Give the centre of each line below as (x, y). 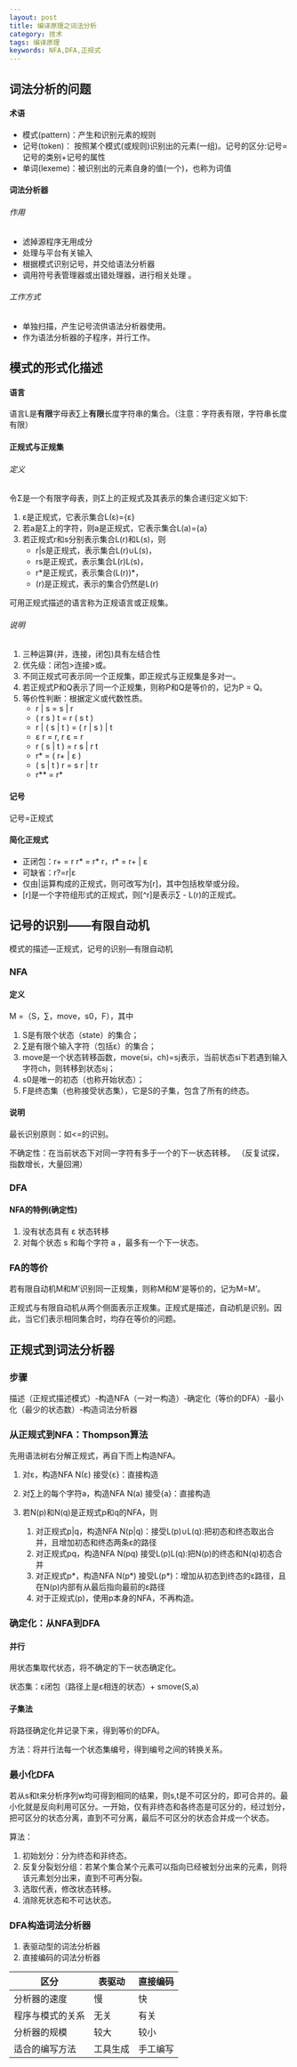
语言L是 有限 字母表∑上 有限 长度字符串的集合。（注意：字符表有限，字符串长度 (148, 414)
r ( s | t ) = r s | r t (67, 746)
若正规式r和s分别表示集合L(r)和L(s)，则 (94, 539)
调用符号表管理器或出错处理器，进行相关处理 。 (109, 275)
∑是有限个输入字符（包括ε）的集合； (89, 1046)
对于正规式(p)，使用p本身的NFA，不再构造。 (117, 1598)
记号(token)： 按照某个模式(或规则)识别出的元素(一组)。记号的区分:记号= (155, 146)
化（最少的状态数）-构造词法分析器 (73, 1409)
